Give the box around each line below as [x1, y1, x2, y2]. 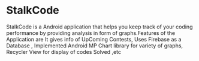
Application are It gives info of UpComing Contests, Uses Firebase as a [6, 36, 182, 43]
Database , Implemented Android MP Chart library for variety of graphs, [6, 42, 183, 49]
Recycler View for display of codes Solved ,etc [6, 48, 122, 55]
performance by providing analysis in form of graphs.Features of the [6, 29, 176, 36]
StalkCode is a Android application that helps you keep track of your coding [6, 23, 193, 30]
